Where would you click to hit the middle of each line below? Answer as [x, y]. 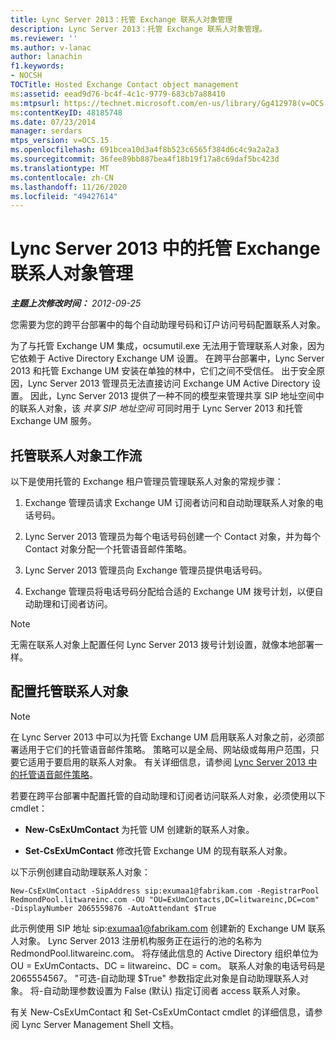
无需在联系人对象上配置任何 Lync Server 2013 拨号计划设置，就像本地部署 [162, 644]
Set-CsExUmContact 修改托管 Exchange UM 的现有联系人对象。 [158, 850]
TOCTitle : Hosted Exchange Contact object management [125, 85]
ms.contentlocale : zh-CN [62, 177]
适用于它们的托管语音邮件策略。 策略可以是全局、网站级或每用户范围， [164, 749]
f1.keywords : [37, 66]
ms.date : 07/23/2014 [53, 122]
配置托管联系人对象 [69, 691]
